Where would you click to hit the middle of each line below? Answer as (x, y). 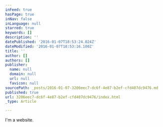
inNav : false (19, 19)
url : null (20, 79)
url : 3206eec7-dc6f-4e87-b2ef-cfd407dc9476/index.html (63, 97)
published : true (22, 92)
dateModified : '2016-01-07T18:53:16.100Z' (50, 46)
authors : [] (17, 60)
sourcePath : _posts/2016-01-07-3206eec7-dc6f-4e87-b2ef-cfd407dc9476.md (82, 88)
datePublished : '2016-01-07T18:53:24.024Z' (51, 42)
